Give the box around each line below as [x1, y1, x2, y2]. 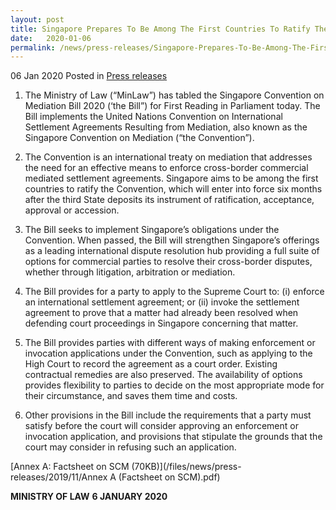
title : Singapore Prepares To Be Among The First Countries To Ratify [10, 24, 311, 34]
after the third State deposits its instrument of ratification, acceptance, [24, 194, 315, 206]
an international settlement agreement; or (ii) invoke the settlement [24, 296, 300, 308]
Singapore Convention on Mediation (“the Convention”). [24, 132, 255, 144]
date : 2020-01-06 [10, 33, 92, 43]
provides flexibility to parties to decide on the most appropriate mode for [24, 379, 325, 391]
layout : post [10, 14, 65, 25]
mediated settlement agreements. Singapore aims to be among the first [24, 172, 319, 185]
